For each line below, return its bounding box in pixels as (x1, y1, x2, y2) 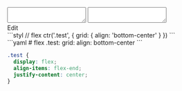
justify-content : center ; (13, 71, 89, 78)
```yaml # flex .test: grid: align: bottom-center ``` (7, 38, 143, 47)
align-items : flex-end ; (13, 65, 82, 72)
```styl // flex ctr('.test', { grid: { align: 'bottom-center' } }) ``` (7, 31, 176, 39)
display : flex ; (13, 58, 57, 65)
